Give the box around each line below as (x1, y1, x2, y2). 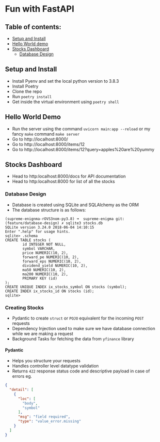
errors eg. (12, 373, 32, 379)
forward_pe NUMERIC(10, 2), (22, 254, 79, 260)
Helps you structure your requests (12, 358, 81, 364)
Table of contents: (5, 23, 62, 31)
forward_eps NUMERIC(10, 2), (22, 259, 81, 264)
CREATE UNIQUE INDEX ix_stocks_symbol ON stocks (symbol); (5, 284, 127, 289)
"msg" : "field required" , (17, 414, 70, 419)
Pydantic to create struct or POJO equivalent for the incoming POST (12, 315, 144, 321)
